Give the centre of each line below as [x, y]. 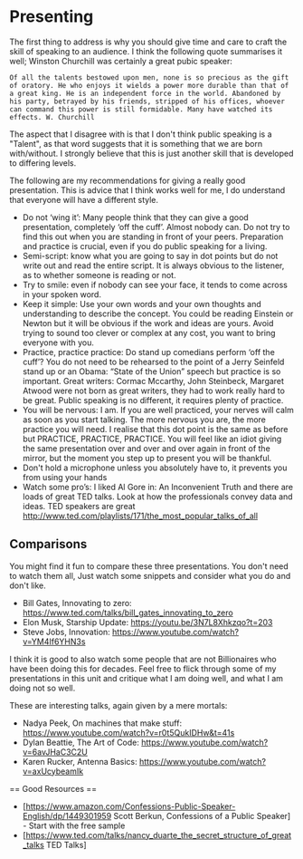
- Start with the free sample [74, 825]
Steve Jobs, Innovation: [66, 632]
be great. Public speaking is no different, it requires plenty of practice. [153, 400]
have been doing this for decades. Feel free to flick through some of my [143, 669]
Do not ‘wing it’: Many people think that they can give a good [135, 217]
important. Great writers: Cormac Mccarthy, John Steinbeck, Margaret [153, 381]
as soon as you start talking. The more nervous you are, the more [144, 420]
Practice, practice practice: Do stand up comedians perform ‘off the [149, 352]
